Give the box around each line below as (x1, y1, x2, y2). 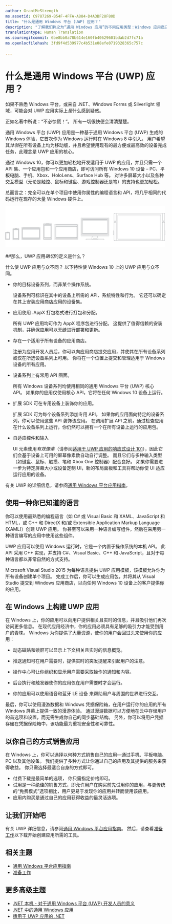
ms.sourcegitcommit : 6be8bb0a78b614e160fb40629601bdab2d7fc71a (5, 35, 143, 40)
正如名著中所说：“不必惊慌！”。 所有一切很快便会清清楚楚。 (5, 118, 132, 124)
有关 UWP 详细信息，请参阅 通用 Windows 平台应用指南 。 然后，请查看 (5, 825, 154, 831)
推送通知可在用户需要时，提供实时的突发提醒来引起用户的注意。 (12, 658, 147, 664)
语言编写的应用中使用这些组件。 (9, 532, 77, 539)
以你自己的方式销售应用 (5, 737, 79, 746)
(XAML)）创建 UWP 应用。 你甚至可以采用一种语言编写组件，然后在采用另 (5, 526, 161, 532)
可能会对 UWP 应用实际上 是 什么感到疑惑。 (14, 108, 104, 114)
